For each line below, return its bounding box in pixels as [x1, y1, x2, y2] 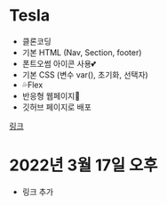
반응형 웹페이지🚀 [21, 90, 81, 101]
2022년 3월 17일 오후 [9, 155, 158, 176]
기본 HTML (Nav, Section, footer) [21, 46, 142, 58]
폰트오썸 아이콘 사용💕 [21, 58, 96, 69]
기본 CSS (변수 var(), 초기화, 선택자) [21, 69, 148, 80]
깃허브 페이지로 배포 [21, 102, 91, 112]
